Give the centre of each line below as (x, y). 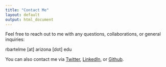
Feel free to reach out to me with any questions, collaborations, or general (83, 34)
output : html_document (29, 19)
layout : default (22, 15)
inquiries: (15, 39)
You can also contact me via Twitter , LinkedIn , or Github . (65, 59)
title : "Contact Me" (27, 10)
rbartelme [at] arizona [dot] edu (39, 50)
